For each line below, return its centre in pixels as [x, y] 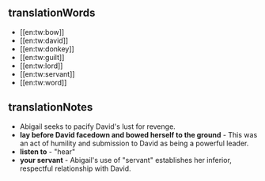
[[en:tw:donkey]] [47, 49]
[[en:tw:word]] [43, 82]
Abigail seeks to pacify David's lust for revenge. [97, 126]
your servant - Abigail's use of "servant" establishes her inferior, [125, 160]
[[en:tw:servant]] [47, 74]
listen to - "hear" [47, 151]
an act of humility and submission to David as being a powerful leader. [134, 143]
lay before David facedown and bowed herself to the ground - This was [138, 134]
